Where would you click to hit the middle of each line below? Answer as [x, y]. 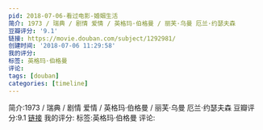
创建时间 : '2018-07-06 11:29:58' [62, 46]
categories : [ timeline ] [48, 83]
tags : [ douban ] [34, 76]
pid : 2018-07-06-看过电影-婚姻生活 [63, 16]
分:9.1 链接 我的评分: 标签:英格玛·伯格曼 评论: [82, 117]
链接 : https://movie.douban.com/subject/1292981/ [92, 38]
